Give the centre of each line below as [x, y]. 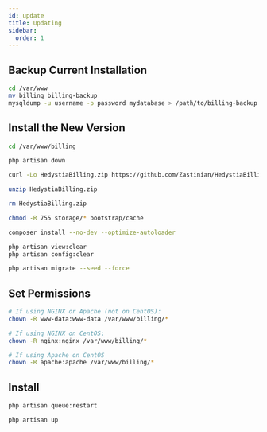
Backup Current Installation [78, 70]
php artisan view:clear [48, 247]
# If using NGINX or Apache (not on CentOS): [85, 312]
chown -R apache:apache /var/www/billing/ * [81, 363]
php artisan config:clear [51, 254]
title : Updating [35, 23]
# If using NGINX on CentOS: [56, 333]
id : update [26, 16]
